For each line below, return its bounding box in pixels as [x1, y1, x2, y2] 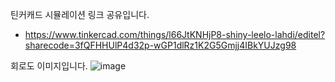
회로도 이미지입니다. [10, 60, 88, 72]
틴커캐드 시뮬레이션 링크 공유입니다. [10, 9, 150, 20]
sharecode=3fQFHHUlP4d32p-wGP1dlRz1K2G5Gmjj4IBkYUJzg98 [24, 39, 297, 51]
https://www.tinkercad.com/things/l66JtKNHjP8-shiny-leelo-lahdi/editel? [24, 29, 326, 40]
